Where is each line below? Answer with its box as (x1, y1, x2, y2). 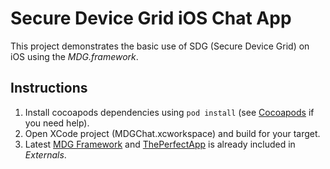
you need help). (24, 117, 90, 129)
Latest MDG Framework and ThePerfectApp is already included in (24, 138, 296, 150)
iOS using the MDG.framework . (10, 50, 139, 62)
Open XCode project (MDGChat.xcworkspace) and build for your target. (24, 127, 321, 139)
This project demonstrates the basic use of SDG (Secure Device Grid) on (10, 40, 310, 52)
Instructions (10, 80, 88, 97)
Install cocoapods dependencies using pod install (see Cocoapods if (24, 106, 315, 118)
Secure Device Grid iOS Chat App (10, 7, 292, 30)
